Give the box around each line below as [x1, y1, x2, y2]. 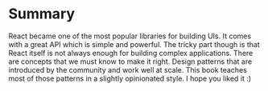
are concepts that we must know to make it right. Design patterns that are [8, 57, 253, 66]
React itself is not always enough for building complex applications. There [8, 48, 254, 57]
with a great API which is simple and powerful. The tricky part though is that [8, 39, 260, 49]
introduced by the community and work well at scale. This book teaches [8, 65, 247, 74]
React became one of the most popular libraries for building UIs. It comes [8, 31, 252, 41]
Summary [8, 5, 75, 23]
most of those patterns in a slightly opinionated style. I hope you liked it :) [8, 73, 252, 83]
